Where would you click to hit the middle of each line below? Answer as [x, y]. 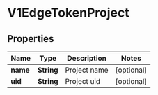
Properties [31, 39]
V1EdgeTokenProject [69, 13]
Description [87, 58]
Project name [87, 70]
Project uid [83, 81]
